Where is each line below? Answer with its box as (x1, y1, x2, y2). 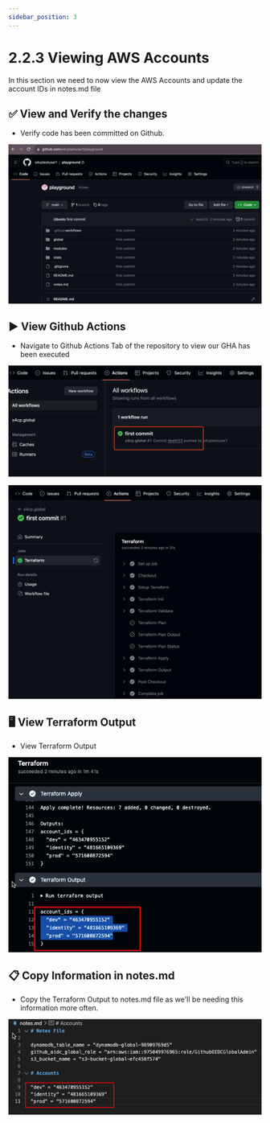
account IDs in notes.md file (8, 84, 101, 93)
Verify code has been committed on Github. (19, 129, 165, 138)
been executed (19, 350, 70, 360)
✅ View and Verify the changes (8, 107, 168, 121)
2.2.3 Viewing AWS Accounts (8, 48, 210, 67)
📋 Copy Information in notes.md (8, 969, 175, 983)
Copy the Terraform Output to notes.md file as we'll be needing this (19, 994, 243, 1004)
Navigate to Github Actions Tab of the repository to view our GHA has (19, 341, 251, 351)
